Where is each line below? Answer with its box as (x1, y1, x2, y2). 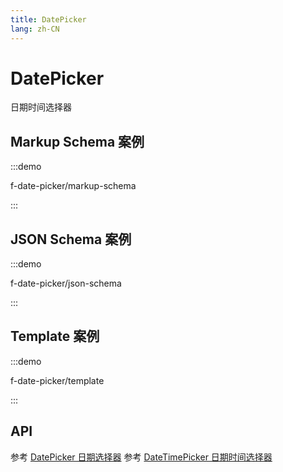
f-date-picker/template (10, 374, 105, 386)
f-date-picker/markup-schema (10, 180, 137, 192)
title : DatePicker (10, 14, 87, 25)
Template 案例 (10, 328, 100, 345)
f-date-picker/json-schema (10, 277, 122, 290)
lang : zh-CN (10, 24, 60, 34)
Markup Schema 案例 (10, 133, 145, 150)
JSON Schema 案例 (10, 231, 132, 248)
